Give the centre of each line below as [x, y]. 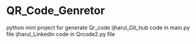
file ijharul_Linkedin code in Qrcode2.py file [61, 34]
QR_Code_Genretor [56, 11]
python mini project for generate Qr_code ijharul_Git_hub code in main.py [98, 28]
